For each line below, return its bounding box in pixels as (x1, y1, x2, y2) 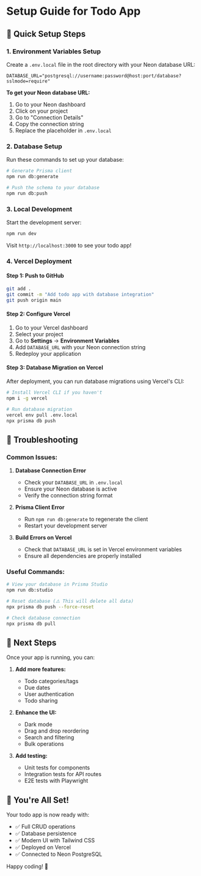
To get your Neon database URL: (6, 89, 90, 96)
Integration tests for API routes (24, 771, 102, 778)
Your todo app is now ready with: (6, 811, 90, 818)
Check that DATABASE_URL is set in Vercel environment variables (24, 546, 182, 553)
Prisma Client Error (15, 504, 65, 511)
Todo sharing (24, 697, 58, 704)
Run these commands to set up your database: (6, 156, 124, 164)
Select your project (15, 330, 64, 338)
